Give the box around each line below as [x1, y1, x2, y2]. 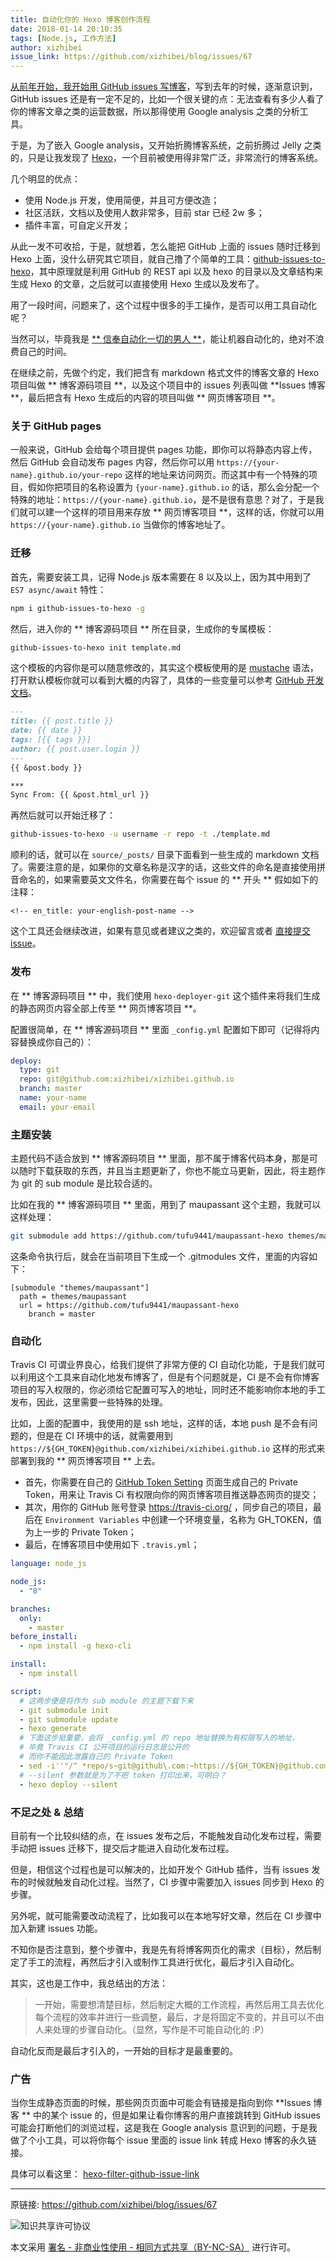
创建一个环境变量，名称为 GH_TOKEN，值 [150, 1514, 323, 1526]
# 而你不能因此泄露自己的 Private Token [19, 1752, 173, 1762]
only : [19, 1613, 43, 1623]
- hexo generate [19, 1724, 87, 1734]
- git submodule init [19, 1705, 110, 1715]
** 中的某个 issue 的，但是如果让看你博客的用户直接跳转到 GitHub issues [21, 2109, 321, 2121]
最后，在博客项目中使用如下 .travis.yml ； [24, 1539, 200, 1551]
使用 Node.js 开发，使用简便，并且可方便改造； [24, 194, 220, 206]
